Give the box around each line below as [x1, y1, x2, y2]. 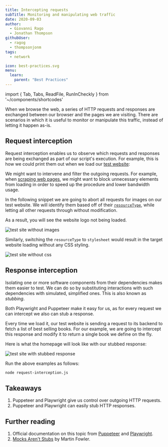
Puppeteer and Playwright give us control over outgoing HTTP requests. [12, 397, 161, 403]
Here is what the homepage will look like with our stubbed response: [5, 341, 147, 347]
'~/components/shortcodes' [5, 96, 64, 102]
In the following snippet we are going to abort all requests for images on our [5, 196, 162, 202]
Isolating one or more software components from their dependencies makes [5, 279, 162, 285]
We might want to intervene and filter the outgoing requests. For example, [5, 171, 158, 177]
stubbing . [5, 295, 25, 302]
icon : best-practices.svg [5, 63, 59, 68]
